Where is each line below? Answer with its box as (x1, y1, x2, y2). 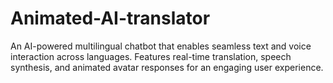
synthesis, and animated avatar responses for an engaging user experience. (10, 61, 324, 73)
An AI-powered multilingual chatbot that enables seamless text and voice (10, 40, 312, 52)
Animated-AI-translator (10, 7, 211, 30)
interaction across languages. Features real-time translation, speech (10, 50, 292, 62)
